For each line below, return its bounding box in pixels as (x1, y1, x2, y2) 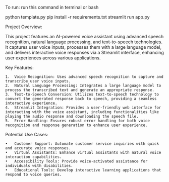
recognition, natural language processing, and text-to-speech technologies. (5, 39, 163, 45)
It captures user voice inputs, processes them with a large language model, (5, 44, 162, 50)
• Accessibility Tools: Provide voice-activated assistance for (5, 159, 148, 164)
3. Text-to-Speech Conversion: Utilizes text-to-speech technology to (5, 92, 159, 97)
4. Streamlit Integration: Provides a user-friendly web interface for (5, 105, 161, 110)
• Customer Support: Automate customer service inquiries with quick (5, 141, 159, 146)
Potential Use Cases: (5, 132, 49, 137)
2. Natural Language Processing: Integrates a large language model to (5, 83, 161, 88)
